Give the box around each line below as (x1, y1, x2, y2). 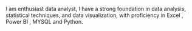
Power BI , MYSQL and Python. (5, 18, 83, 25)
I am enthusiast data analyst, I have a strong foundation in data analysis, (5, 5, 187, 12)
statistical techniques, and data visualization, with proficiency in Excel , (5, 12, 183, 19)
